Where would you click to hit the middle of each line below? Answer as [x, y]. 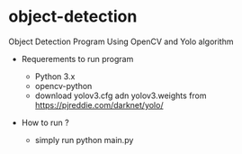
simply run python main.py [84, 140]
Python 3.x [55, 76]
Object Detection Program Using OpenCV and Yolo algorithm [121, 41]
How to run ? [45, 122]
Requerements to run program [77, 59]
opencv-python [63, 86]
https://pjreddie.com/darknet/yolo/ [99, 104]
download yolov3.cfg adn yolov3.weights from [121, 95]
